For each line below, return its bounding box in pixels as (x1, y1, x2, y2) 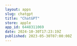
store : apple (5, 20, 31, 25)
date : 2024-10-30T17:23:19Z (5, 29, 62, 34)
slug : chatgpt (5, 11, 34, 16)
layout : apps (5, 7, 31, 12)
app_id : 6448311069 (5, 25, 44, 30)
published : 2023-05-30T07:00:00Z (5, 34, 72, 39)
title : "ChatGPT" (5, 16, 40, 21)
